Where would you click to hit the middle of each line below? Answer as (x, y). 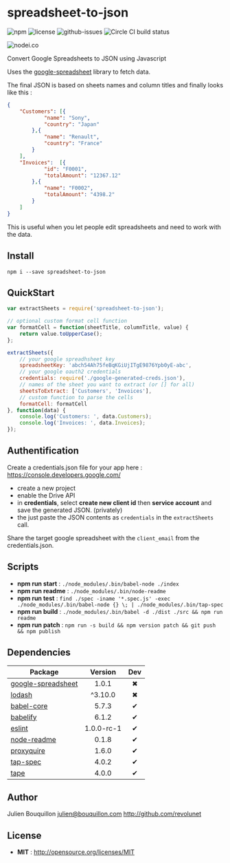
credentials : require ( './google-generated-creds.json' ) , (103, 379)
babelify (24, 717)
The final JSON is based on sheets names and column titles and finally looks (115, 85)
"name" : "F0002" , (69, 188)
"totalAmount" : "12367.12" (82, 175)
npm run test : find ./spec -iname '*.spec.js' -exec (93, 598)
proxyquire (28, 750)
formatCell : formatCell (54, 404)
